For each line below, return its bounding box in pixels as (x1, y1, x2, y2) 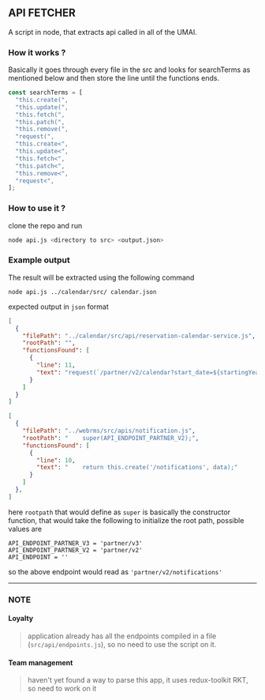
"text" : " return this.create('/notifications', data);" (36, 464, 238, 472)
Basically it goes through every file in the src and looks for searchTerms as (8, 65, 251, 74)
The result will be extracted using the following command (8, 273, 195, 282)
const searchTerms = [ (8, 88, 83, 97)
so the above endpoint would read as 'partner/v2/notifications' (8, 566, 222, 576)
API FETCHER (8, 6, 77, 20)
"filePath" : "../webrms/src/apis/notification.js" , (22, 427, 196, 435)
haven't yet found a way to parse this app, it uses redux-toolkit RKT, (27, 676, 248, 685)
